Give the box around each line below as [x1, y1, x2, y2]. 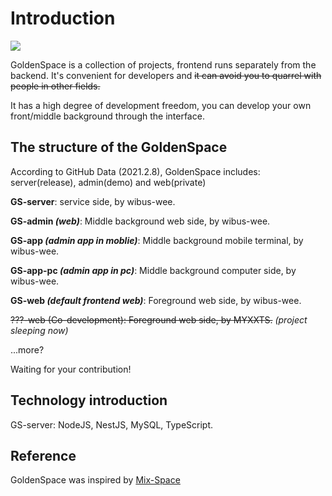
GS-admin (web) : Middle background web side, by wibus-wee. [10, 215, 271, 227]
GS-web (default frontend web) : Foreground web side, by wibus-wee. [10, 294, 302, 306]
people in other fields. [10, 80, 101, 92]
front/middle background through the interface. [10, 110, 205, 122]
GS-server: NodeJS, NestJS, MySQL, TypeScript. [10, 418, 214, 431]
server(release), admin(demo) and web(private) [10, 176, 207, 188]
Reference [10, 447, 77, 464]
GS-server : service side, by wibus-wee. [10, 195, 176, 207]
